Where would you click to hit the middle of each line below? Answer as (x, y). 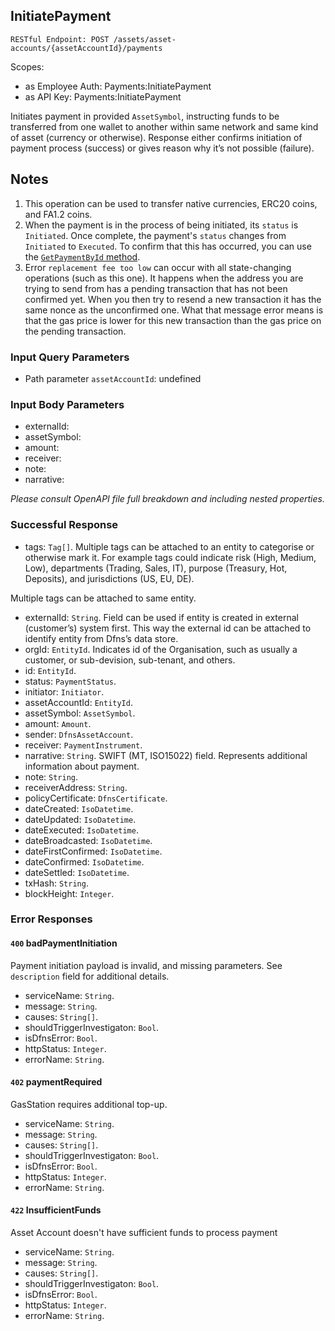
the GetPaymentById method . (82, 256)
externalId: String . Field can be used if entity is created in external (161, 617)
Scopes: (27, 66)
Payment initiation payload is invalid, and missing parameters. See (146, 965)
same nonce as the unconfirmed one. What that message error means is (174, 310)
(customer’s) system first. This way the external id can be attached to (168, 628)
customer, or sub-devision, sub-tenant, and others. (130, 660)
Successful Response (64, 525)
